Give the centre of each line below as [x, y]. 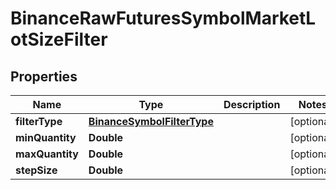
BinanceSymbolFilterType [151, 121]
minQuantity [46, 137]
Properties [44, 76]
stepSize [36, 170]
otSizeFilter [59, 39]
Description [252, 104]
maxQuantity [47, 154]
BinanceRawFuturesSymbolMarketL [163, 18]
